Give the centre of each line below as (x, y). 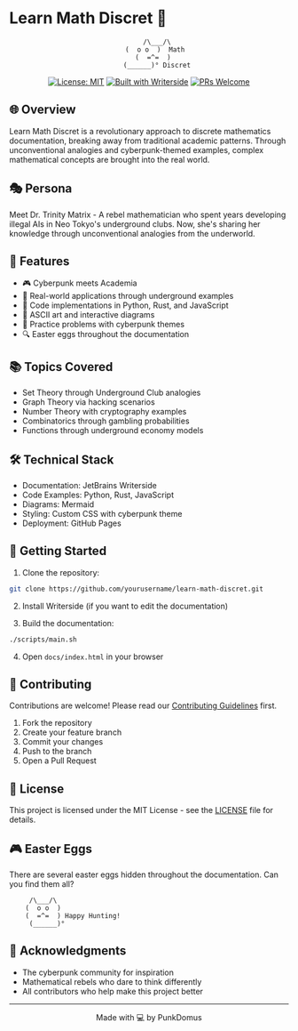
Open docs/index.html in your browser (93, 656)
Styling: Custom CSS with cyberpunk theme (102, 514)
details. (23, 820)
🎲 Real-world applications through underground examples (128, 296)
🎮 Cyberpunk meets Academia (79, 283)
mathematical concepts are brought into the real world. (110, 159)
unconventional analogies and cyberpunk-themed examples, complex (137, 149)
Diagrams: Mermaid (58, 504)
